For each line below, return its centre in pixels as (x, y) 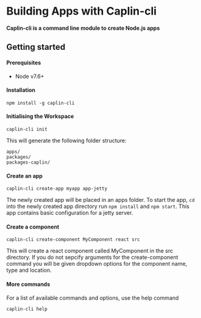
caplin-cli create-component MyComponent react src (73, 240)
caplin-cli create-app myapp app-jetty (57, 189)
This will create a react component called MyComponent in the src (90, 251)
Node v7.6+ (30, 76)
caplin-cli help (27, 309)
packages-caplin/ (28, 162)
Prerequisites (24, 63)
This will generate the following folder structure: (66, 140)
